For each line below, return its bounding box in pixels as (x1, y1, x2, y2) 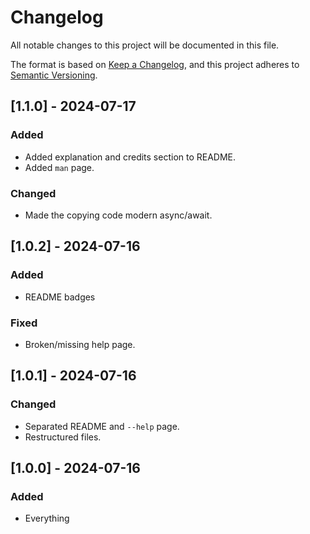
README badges (24, 291, 96, 303)
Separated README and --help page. (24, 420, 180, 432)
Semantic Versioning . (10, 69, 98, 81)
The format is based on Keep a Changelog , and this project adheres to (10, 58, 300, 70)
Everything (24, 512, 70, 525)
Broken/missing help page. (24, 338, 136, 350)
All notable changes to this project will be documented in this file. (10, 39, 280, 51)
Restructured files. (24, 431, 102, 443)
